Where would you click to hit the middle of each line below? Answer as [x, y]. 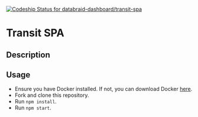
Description [28, 55]
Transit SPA [35, 33]
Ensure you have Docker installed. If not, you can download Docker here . [103, 89]
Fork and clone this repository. [52, 95]
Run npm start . [33, 108]
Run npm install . [36, 102]
